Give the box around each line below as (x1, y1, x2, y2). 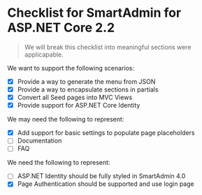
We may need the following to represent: (7, 115, 124, 124)
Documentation (17, 136, 62, 145)
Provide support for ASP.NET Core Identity (17, 101, 140, 110)
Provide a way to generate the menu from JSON (17, 77, 156, 85)
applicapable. (24, 50, 64, 59)
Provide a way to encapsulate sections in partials (17, 85, 159, 94)
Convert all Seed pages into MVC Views (17, 93, 133, 102)
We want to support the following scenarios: (7, 64, 135, 72)
